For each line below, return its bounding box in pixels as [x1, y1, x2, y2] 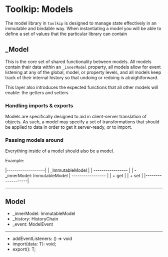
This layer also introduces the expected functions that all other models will [5, 84, 158, 90]
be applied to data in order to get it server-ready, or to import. [5, 124, 132, 130]
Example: [5, 158, 24, 164]
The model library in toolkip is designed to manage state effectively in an [5, 20, 156, 26]
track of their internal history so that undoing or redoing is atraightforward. [5, 74, 158, 81]
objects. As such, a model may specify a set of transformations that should [5, 119, 160, 125]
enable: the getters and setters [5, 89, 68, 96]
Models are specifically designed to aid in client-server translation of [5, 114, 147, 120]
